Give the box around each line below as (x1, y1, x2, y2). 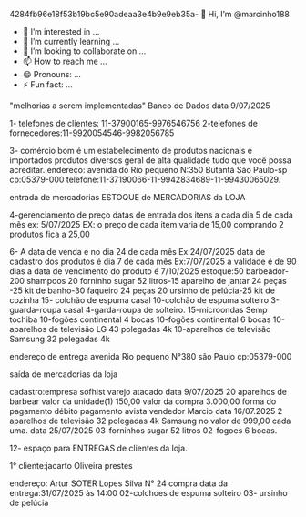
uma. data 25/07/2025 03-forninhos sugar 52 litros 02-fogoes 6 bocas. (9, 425, 278, 436)
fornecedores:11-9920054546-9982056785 (9, 127, 175, 138)
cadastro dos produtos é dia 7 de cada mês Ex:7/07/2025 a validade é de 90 (9, 256, 297, 267)
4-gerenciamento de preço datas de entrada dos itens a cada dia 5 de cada (9, 209, 293, 220)
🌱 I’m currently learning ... (22, 36, 120, 46)
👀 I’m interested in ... (22, 26, 100, 36)
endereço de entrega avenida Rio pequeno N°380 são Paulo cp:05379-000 (9, 351, 292, 361)
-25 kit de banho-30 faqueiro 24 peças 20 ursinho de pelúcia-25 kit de (9, 285, 276, 296)
